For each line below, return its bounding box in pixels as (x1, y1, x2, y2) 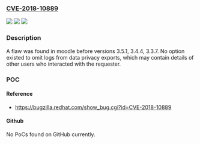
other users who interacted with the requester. (6, 60, 121, 67)
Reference (6, 90, 33, 98)
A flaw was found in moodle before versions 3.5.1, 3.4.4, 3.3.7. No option (6, 47, 185, 55)
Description (6, 34, 41, 42)
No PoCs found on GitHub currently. (6, 131, 95, 138)
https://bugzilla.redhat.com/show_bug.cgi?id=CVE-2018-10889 (14, 104, 172, 111)
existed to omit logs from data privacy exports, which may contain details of (6, 54, 194, 61)
